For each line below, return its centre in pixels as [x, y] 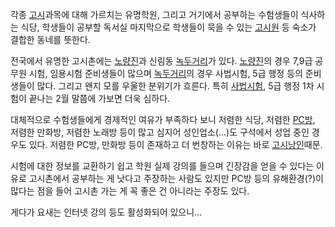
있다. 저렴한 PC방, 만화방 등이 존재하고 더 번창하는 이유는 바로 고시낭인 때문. [175, 144]
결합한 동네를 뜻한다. [50, 39]
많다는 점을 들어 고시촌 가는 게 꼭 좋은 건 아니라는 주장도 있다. [130, 191]
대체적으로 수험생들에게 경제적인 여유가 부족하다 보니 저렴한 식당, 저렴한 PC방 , [163, 119]
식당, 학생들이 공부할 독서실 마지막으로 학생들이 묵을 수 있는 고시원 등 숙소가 [168, 27]
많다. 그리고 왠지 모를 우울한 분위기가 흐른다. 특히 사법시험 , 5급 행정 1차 [175, 86]
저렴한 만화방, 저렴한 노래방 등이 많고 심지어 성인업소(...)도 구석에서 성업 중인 [160, 132]
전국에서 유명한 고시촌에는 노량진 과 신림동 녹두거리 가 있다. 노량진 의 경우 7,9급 [161, 61]
